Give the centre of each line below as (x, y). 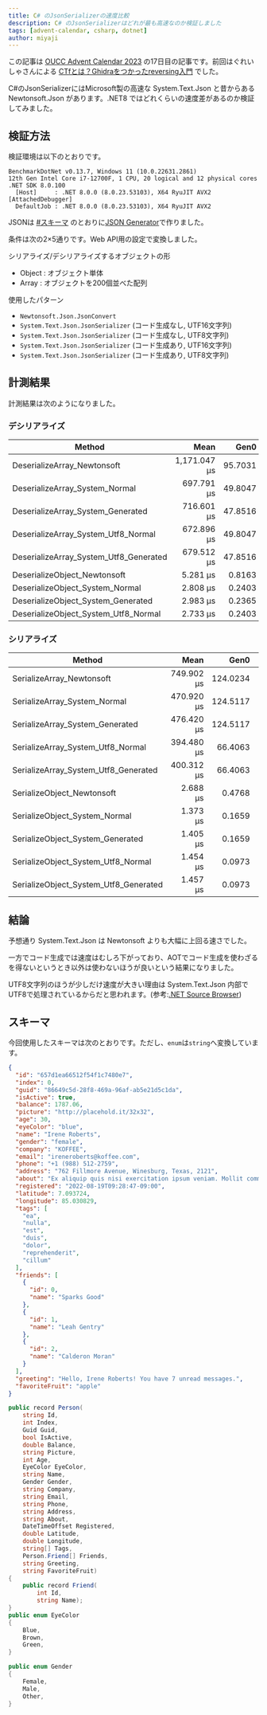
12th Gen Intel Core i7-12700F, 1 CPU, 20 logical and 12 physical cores (133, 179)
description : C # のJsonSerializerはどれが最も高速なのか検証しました (115, 23)
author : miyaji (33, 38)
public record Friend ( (60, 1586)
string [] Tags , (48, 1549)
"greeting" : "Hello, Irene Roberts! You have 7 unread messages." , (130, 1379)
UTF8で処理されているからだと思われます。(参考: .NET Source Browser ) (125, 995)
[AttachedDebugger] (41, 200)
